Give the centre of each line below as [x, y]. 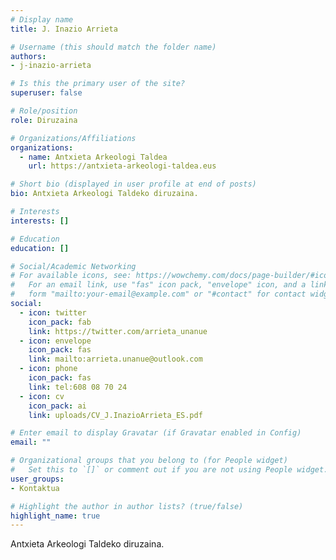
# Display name [42, 19]
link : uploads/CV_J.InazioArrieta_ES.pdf [115, 415]
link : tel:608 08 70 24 [78, 387]
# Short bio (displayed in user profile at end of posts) [133, 184]
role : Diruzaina [44, 120]
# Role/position [44, 111]
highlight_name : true [55, 516]
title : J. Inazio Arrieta [64, 29]
